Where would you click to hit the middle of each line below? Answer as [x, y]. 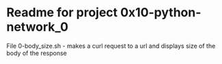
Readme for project [62, 13]
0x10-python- [161, 13]
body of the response [37, 53]
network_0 [38, 27]
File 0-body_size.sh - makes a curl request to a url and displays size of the [111, 46]
